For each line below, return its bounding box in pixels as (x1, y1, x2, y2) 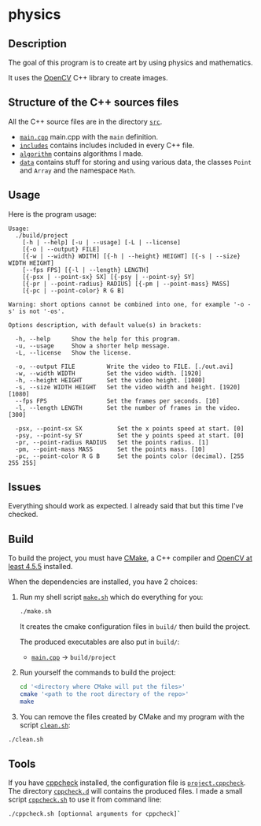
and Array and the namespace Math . (19, 166, 136, 175)
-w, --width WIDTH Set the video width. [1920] (15, 369, 202, 378)
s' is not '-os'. (8, 307, 65, 315)
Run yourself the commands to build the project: (19, 668, 176, 677)
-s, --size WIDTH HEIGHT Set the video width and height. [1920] (15, 383, 241, 391)
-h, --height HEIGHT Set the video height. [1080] (15, 376, 206, 384)
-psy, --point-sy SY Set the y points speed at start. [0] (15, 431, 244, 439)
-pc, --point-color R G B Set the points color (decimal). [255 (15, 452, 244, 460)
